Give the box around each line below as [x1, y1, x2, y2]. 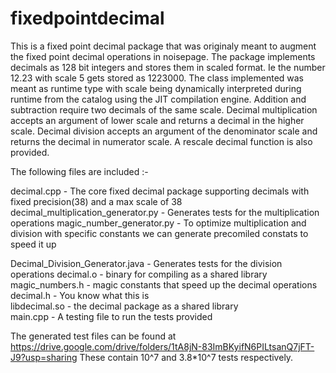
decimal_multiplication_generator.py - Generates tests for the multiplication [10, 206, 320, 218]
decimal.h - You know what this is [10, 289, 150, 301]
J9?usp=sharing [10, 351, 78, 363]
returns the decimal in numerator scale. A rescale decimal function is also [10, 135, 313, 147]
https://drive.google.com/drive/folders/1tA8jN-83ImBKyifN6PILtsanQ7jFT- [10, 340, 315, 352]
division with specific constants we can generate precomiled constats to [10, 227, 309, 239]
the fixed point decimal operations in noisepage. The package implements [10, 50, 316, 62]
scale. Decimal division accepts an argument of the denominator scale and [10, 125, 318, 137]
